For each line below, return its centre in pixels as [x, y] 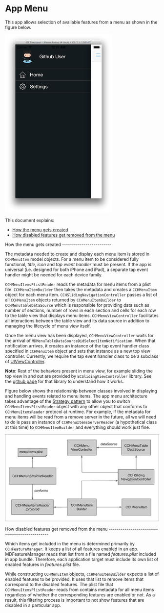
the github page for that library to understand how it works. [65, 381]
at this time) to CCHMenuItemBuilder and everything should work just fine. [78, 427]
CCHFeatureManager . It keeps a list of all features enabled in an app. [72, 549]
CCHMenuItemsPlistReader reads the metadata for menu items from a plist [78, 284]
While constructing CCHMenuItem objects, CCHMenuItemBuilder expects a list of [82, 574]
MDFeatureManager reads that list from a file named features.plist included [81, 554]
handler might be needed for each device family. [54, 274]
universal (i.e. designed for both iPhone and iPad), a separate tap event [77, 270]
